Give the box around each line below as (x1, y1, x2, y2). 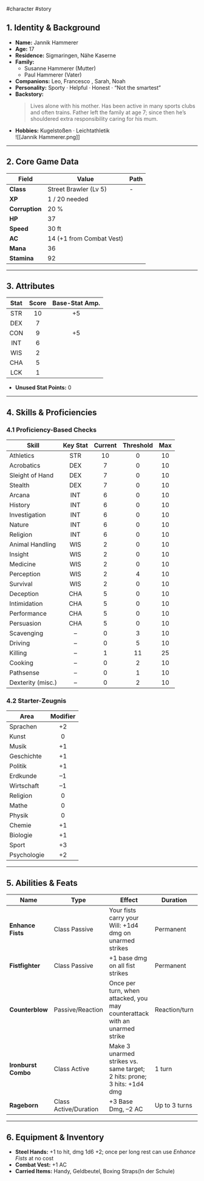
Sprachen (9, 723, 38, 731)
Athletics (9, 452, 35, 460)
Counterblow (9, 1006, 49, 1014)
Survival (9, 580, 33, 588)
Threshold (122, 441, 154, 450)
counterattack (109, 1009, 149, 1018)
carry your (109, 914, 139, 922)
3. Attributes (6, 281, 55, 291)
